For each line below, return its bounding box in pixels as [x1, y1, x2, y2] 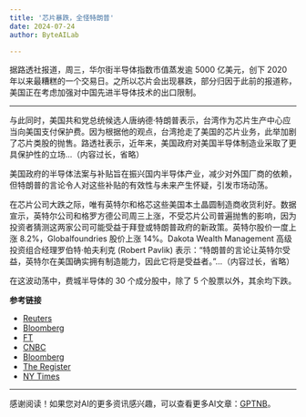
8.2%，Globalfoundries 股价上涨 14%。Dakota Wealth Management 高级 [19, 233, 293, 244]
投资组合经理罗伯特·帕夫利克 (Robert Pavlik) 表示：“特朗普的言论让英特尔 [9, 245, 283, 256]
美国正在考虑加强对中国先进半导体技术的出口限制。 [9, 87, 201, 98]
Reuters [22, 313, 53, 324]
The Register [22, 361, 71, 372]
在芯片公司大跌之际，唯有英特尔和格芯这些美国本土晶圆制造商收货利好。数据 [9, 199, 297, 210]
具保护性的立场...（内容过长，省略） [9, 149, 145, 160]
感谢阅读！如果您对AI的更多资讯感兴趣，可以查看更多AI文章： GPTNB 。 [9, 398, 276, 410]
